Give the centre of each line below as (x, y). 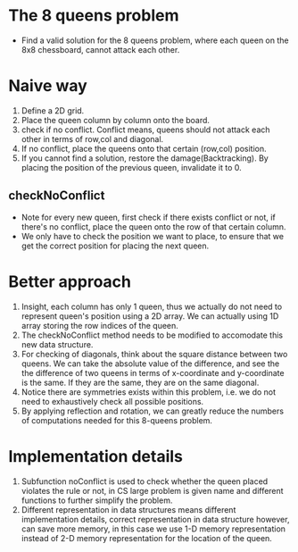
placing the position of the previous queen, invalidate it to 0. (131, 167)
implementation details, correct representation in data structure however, (155, 519)
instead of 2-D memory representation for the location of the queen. (147, 538)
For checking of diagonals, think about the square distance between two (154, 354)
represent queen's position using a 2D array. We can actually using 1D (150, 316)
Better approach (70, 281)
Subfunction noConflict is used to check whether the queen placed (145, 481)
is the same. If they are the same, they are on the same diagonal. (140, 382)
